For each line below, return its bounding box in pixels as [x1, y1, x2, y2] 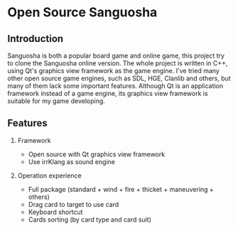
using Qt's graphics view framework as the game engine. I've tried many [7, 67, 220, 75]
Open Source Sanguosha [7, 4, 158, 21]
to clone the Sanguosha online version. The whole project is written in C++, [7, 59, 228, 68]
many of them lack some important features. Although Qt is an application [7, 82, 224, 90]
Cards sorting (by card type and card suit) [28, 215, 151, 224]
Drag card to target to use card [28, 200, 119, 208]
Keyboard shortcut [28, 208, 83, 216]
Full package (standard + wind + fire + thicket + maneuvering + [28, 185, 215, 193]
